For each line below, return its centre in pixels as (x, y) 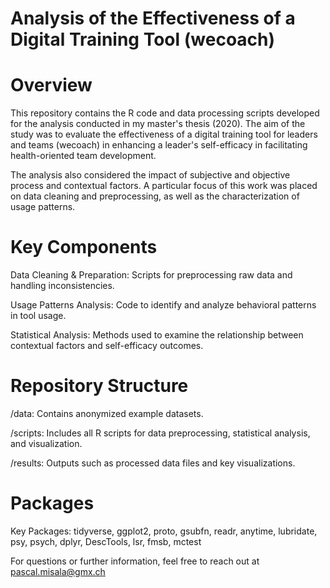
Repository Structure (99, 386)
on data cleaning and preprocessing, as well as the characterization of (155, 196)
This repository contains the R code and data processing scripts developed (165, 113)
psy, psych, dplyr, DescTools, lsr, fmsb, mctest (106, 541)
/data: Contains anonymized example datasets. (107, 413)
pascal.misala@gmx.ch (58, 571)
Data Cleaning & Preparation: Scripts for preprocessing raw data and (151, 275)
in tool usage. (38, 316)
